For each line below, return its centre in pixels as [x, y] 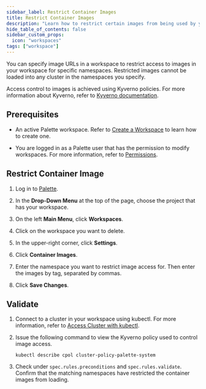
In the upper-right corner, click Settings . [66, 243]
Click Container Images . [46, 254]
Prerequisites [32, 115]
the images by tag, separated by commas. [68, 273]
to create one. [33, 136]
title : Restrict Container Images [51, 18]
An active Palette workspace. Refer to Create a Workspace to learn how [106, 129]
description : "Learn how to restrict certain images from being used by [101, 23]
